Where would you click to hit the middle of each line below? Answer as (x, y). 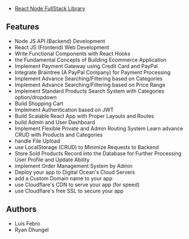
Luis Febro (27, 223)
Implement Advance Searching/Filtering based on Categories (88, 78)
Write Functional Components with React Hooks (72, 53)
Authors (21, 209)
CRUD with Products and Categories (58, 134)
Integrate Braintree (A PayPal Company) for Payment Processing (92, 72)
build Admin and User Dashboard (55, 122)
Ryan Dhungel (31, 230)
